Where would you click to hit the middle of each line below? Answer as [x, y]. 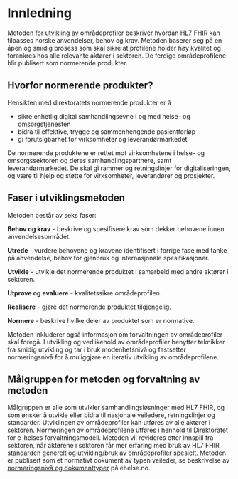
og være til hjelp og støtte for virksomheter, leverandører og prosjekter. [111, 175]
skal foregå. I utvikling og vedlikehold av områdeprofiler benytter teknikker [116, 342]
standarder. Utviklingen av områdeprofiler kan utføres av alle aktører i [109, 423]
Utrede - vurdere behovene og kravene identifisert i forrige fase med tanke [117, 250]
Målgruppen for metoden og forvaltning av [104, 379]
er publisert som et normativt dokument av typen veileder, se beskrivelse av [118, 460]
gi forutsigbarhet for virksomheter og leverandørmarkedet [102, 139]
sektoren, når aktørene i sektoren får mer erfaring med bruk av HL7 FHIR [114, 446]
